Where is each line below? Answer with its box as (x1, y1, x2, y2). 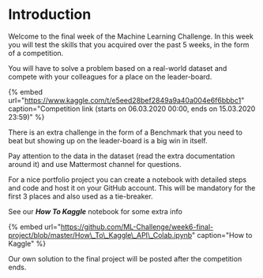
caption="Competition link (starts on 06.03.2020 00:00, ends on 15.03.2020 (8, 104, 256, 113)
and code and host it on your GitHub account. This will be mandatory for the (8, 183, 256, 192)
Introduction (8, 6, 92, 24)
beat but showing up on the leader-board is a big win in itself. (8, 135, 208, 145)
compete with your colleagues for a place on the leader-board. (8, 72, 212, 81)
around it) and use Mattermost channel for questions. (8, 159, 182, 169)
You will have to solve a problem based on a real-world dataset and (8, 63, 227, 72)
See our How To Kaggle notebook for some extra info (8, 206, 183, 216)
